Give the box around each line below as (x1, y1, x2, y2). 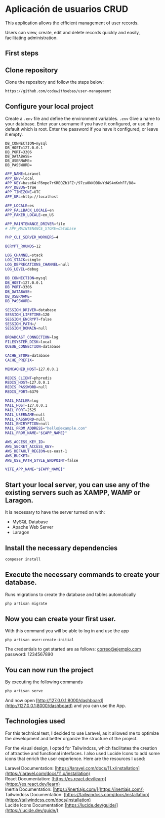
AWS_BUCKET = (5, 453, 30, 458)
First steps (5, 49, 39, 57)
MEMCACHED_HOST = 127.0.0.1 (5, 367, 58, 372)
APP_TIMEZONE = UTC (5, 190, 41, 195)
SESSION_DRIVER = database (5, 307, 56, 313)
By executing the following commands (5, 679, 83, 685)
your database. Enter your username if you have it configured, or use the (5, 120, 153, 127)
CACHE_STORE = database (5, 353, 50, 358)
